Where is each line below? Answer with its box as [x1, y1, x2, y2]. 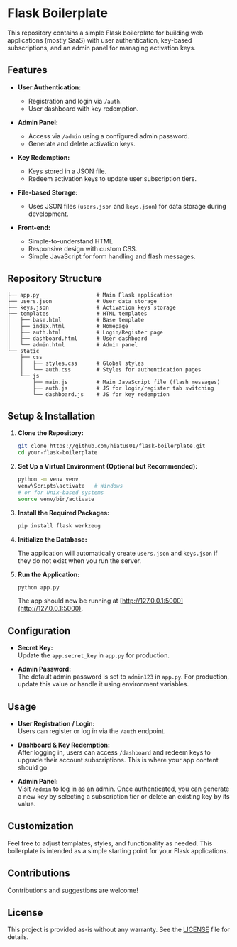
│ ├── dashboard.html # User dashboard [7, 335, 148, 342]
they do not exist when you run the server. [17, 556, 142, 565]
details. [7, 933, 29, 941]
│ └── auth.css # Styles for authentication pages [20, 366, 202, 373]
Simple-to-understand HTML [28, 236, 114, 246]
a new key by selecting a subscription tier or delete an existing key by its [17, 792, 230, 800]
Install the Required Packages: [17, 508, 110, 517]
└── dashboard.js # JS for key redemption [33, 390, 170, 398]
